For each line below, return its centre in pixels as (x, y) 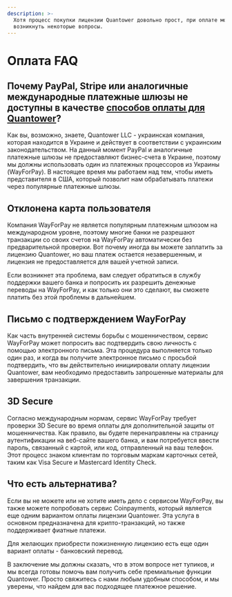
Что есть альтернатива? (62, 484)
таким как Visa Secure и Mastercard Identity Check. (82, 462)
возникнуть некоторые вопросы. (58, 26)
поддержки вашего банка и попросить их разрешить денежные (101, 283)
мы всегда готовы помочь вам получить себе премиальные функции (109, 571)
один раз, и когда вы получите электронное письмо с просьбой (102, 358)
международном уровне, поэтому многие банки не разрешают (101, 232)
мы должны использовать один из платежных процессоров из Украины (113, 165)
